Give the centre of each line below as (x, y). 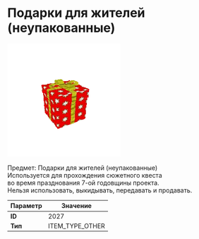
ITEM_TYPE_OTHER (77, 226)
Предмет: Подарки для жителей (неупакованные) (83, 168)
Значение (76, 206)
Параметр (26, 206)
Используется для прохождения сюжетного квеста (85, 175)
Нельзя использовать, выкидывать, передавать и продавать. (100, 190)
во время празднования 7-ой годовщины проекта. (84, 183)
